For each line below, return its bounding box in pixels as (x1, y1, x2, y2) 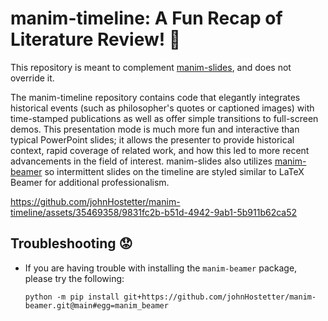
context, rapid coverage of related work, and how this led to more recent (10, 144, 310, 156)
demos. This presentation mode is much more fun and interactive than (10, 123, 300, 135)
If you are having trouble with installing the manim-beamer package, (24, 262, 298, 274)
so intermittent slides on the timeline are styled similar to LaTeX (44, 165, 305, 177)
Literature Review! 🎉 (10, 28, 182, 51)
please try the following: (24, 272, 125, 284)
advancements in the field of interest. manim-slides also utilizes (10, 155, 273, 167)
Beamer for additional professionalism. (10, 176, 170, 188)
